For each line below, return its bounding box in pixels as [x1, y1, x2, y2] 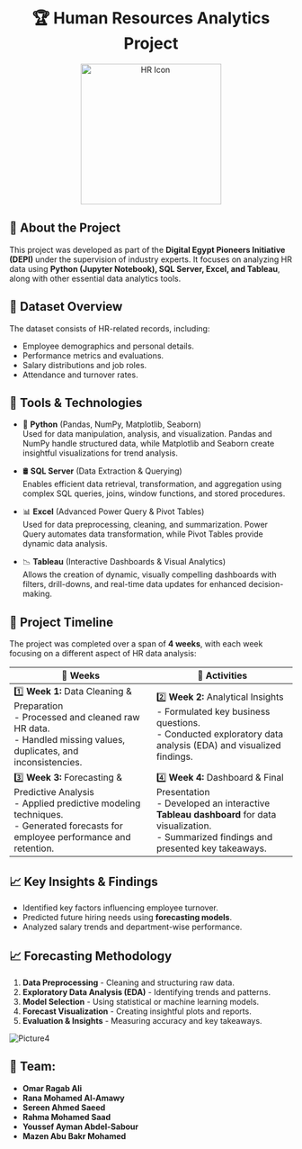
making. [22, 588, 52, 600]
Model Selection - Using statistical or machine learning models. [22, 996, 260, 1007]
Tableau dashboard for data [155, 809, 277, 821]
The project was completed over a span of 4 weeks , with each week [9, 638, 263, 649]
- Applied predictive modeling [13, 797, 141, 810]
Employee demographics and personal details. [22, 340, 195, 351]
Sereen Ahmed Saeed [22, 1101, 106, 1113]
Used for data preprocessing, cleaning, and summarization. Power [22, 520, 268, 530]
